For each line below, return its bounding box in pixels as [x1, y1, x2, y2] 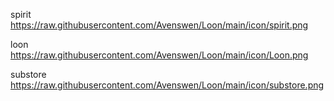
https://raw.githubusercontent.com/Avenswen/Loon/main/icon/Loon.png [10, 49, 309, 61]
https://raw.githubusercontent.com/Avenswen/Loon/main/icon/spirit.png [10, 19, 309, 31]
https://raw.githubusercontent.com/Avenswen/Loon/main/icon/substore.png [10, 79, 325, 91]
